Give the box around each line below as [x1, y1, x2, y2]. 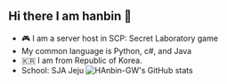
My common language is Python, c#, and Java [20, 45, 192, 56]
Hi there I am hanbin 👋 [8, 9, 133, 24]
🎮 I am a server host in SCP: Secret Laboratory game [20, 33, 219, 43]
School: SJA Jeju [20, 65, 85, 75]
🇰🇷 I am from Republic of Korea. [20, 55, 143, 65]
